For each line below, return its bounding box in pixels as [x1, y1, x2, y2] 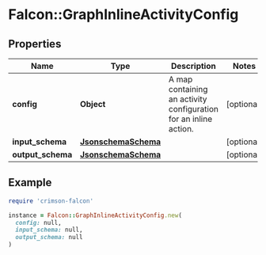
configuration [169, 104, 219, 114]
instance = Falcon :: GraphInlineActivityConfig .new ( [8, 211, 182, 219]
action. [169, 124, 194, 134]
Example [8, 176, 52, 189]
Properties [8, 37, 62, 51]
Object [79, 99, 106, 109]
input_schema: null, [15, 226, 83, 234]
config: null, [15, 219, 62, 226]
